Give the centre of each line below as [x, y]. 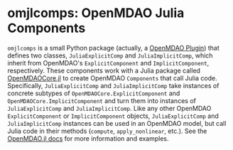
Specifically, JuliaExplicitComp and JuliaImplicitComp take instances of [113, 85]
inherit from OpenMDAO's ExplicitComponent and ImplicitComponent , [108, 63]
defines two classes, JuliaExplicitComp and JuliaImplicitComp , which [110, 55]
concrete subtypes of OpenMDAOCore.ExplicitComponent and [94, 93]
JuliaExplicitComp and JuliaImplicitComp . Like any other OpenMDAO [109, 108]
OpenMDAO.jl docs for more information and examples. [88, 138]
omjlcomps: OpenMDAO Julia [96, 13]
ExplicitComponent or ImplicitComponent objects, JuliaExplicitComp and [113, 116]
